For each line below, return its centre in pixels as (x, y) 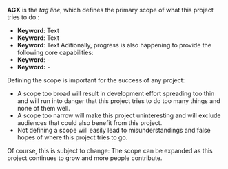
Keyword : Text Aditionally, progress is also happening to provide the (114, 45)
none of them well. (43, 108)
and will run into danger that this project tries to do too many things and (118, 101)
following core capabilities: (55, 52)
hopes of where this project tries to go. (72, 137)
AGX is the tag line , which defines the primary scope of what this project (110, 10)
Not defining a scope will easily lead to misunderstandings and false (114, 130)
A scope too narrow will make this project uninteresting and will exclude (119, 115)
